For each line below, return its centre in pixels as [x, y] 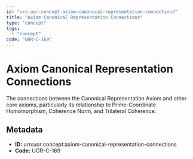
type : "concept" [26, 23]
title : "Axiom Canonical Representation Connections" [75, 17]
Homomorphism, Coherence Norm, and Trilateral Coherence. [81, 111]
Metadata [24, 130]
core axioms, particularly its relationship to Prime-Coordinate [81, 105]
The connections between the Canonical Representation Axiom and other [96, 98]
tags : [13, 28]
